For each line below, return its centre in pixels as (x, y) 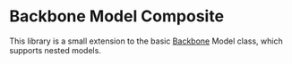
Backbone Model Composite (117, 16)
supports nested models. (55, 50)
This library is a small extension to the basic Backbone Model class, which (146, 41)
